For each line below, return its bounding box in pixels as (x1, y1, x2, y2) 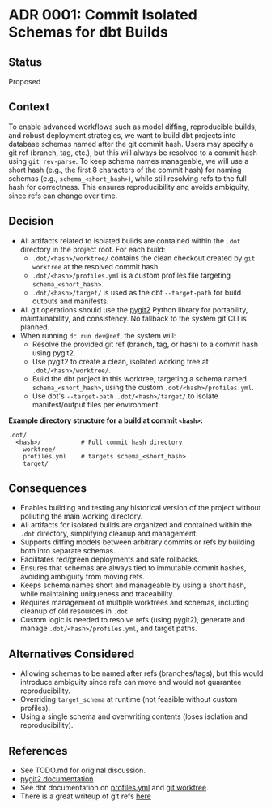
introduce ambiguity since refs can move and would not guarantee (19, 678, 242, 687)
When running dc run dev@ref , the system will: (19, 330, 176, 340)
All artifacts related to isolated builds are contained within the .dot (19, 235, 241, 245)
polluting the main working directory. (19, 511, 143, 521)
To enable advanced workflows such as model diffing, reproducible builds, (8, 122, 257, 131)
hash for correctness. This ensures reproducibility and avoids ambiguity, (8, 182, 250, 191)
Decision (8, 214, 54, 228)
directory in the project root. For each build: (19, 244, 166, 254)
